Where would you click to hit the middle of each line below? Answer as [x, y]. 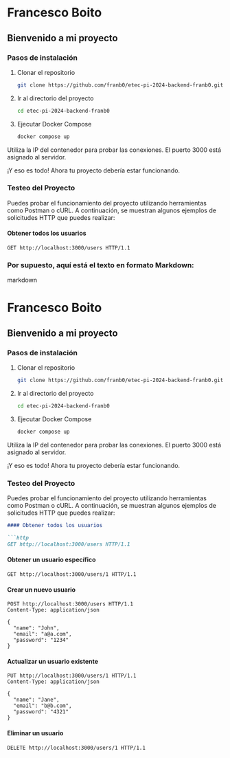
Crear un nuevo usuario [42, 590]
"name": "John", [36, 628]
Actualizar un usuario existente [53, 661]
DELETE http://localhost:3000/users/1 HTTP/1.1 [77, 748]
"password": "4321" [41, 712]
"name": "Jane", [36, 700]
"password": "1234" [41, 640]
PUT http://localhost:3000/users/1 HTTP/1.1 [72, 676]
